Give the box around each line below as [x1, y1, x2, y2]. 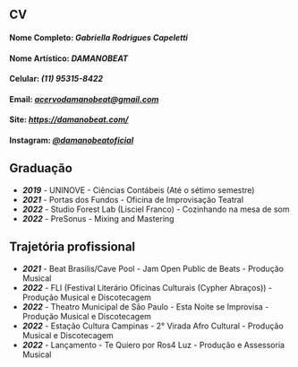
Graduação [9, 161, 73, 176]
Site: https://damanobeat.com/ [9, 114, 129, 125]
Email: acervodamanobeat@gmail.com [9, 93, 159, 104]
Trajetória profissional [9, 240, 136, 255]
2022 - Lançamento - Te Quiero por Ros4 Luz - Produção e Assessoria [21, 339, 285, 350]
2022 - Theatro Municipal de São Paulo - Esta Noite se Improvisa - [21, 301, 269, 312]
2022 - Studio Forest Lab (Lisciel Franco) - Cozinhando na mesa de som [21, 204, 290, 214]
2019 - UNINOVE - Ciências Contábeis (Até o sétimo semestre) [21, 184, 255, 196]
